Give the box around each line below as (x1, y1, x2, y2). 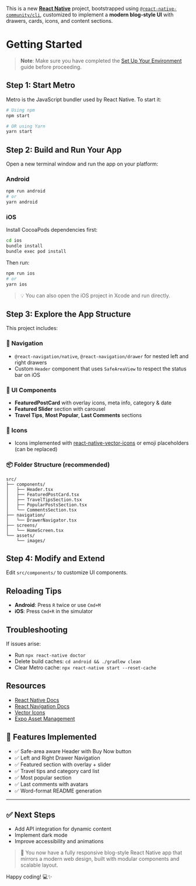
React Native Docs (14, 696, 60, 703)
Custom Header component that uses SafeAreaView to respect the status (14, 365, 187, 372)
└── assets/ (6, 533, 35, 538)
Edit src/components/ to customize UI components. (6, 569, 128, 576)
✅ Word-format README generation (14, 787, 102, 794)
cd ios (6, 238, 22, 243)
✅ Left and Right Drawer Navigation (14, 754, 100, 761)
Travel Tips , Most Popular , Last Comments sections (14, 411, 142, 418)
